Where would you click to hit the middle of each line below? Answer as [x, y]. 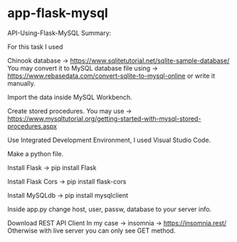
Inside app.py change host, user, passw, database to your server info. [110, 209]
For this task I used [35, 46]
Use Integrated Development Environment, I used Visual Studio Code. [109, 140]
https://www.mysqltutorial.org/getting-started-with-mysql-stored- [104, 119]
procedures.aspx [32, 126]
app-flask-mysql [58, 13]
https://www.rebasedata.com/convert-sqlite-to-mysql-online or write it [111, 76]
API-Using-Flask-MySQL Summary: [59, 33]
